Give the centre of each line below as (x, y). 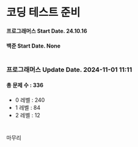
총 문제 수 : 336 (25, 85)
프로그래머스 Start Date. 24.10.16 (47, 30)
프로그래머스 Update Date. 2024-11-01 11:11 (69, 70)
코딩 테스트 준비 (43, 13)
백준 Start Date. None (34, 46)
